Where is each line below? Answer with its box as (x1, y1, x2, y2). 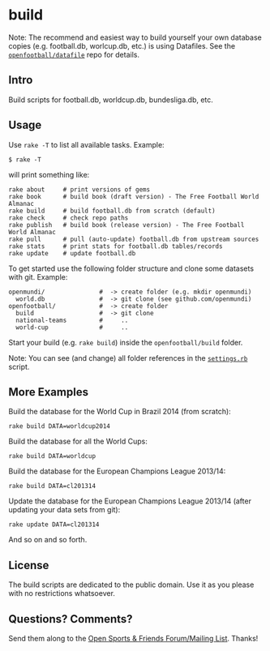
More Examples (8, 385, 89, 399)
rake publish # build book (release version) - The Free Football (8, 221, 245, 229)
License (8, 558, 49, 572)
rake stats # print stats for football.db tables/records (8, 242, 223, 251)
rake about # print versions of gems (8, 185, 151, 194)
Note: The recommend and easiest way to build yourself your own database (8, 32, 262, 42)
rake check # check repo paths (8, 213, 129, 222)
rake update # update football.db (8, 249, 136, 257)
